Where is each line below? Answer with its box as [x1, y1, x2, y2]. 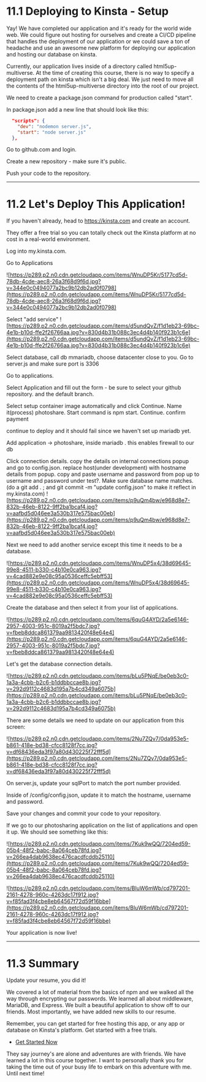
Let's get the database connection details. [6, 661, 113, 668]
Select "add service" [6, 316, 59, 323]
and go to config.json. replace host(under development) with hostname [6, 464, 186, 472]
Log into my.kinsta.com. [6, 247, 67, 255]
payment [6, 415, 29, 423]
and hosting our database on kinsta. [6, 50, 97, 58]
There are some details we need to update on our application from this [6, 716, 185, 724]
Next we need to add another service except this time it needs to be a [6, 541, 183, 548]
